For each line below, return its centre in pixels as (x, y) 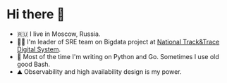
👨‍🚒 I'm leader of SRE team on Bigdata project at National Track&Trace (118, 41)
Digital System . (39, 49)
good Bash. (33, 64)
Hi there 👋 (36, 14)
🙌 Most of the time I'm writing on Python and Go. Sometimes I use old (118, 56)
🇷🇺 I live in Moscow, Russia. (59, 34)
